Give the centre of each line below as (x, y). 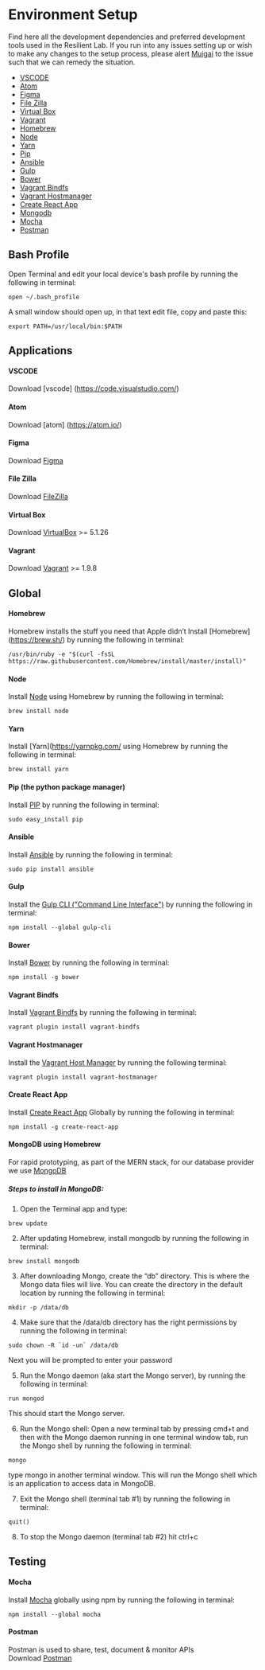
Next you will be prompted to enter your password (90, 1360)
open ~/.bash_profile (44, 297)
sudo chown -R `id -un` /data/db (63, 1345)
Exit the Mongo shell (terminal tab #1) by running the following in (125, 1499)
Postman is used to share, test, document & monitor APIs (101, 1649)
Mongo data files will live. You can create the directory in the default (131, 1284)
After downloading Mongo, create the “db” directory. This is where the (134, 1276)
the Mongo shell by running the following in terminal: (106, 1446)
